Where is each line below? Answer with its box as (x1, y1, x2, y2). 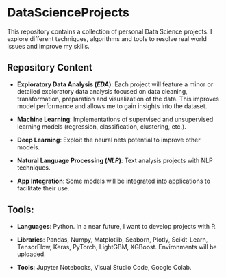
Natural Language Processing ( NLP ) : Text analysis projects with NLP (16, 156, 214, 164)
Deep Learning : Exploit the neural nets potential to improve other (16, 136, 201, 144)
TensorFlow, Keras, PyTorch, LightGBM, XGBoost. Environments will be (16, 242, 217, 251)
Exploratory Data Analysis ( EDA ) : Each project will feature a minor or (16, 80, 214, 88)
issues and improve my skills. (7, 42, 90, 50)
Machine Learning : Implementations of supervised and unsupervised (16, 115, 214, 123)
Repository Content (7, 62, 92, 73)
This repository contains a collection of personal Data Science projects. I (7, 27, 212, 36)
